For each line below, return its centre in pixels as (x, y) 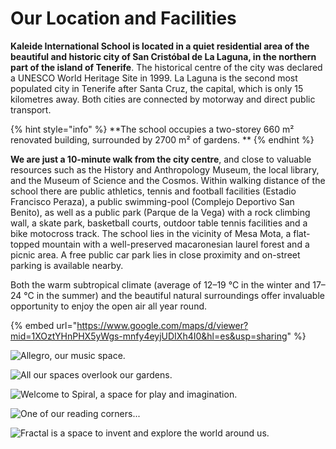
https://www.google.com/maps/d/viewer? (162, 325)
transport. (31, 109)
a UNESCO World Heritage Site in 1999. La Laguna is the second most (154, 78)
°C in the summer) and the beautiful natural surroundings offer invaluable (174, 295)
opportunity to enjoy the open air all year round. (109, 306)
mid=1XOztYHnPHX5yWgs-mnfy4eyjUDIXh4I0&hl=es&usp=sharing (149, 336)
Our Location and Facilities (123, 18)
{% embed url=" (44, 325)
